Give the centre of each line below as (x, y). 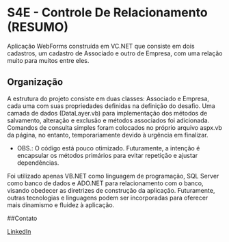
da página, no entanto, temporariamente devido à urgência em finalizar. (108, 135)
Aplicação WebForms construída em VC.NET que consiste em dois (101, 46)
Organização (35, 82)
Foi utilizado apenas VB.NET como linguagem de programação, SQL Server (113, 176)
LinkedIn (19, 231)
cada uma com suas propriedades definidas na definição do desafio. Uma (111, 106)
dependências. (38, 163)
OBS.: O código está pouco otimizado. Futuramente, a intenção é (108, 148)
